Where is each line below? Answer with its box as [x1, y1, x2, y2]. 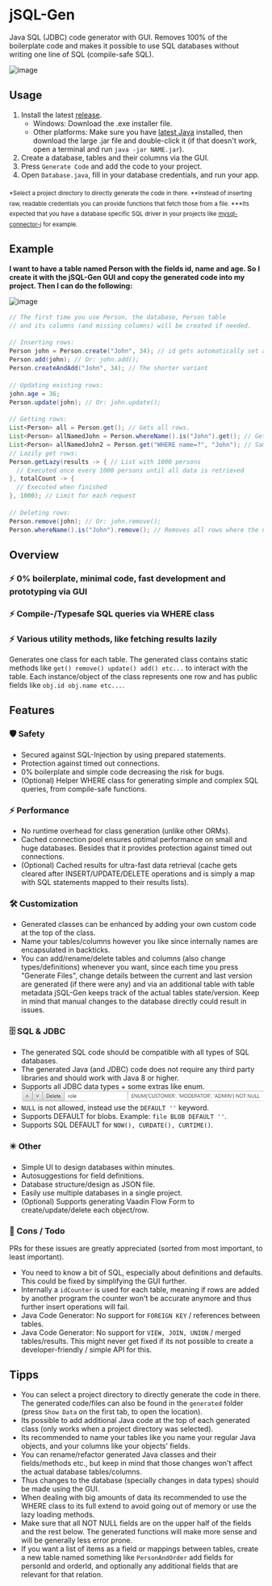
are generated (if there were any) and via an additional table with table [20, 979, 255, 989]
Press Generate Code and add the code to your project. [20, 161, 203, 171]
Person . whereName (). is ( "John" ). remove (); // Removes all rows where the [9, 526, 259, 534]
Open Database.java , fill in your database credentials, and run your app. [20, 169, 260, 179]
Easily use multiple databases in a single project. [20, 1187, 183, 1197]
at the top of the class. [20, 928, 96, 937]
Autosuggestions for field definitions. [20, 1171, 144, 1180]
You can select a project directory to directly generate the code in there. [20, 1389, 262, 1399]
